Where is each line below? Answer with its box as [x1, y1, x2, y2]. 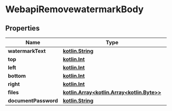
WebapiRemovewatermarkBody [5, 4, 144, 15]
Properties [5, 24, 40, 33]
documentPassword [8, 97, 58, 104]
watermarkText [8, 47, 46, 54]
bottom [8, 72, 26, 79]
